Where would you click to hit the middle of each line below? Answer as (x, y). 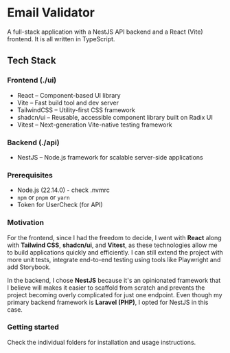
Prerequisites (30, 175)
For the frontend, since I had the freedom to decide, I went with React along (114, 237)
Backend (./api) (33, 142)
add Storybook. (29, 267)
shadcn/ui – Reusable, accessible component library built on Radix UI (115, 117)
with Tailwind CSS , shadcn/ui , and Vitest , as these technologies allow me (112, 245)
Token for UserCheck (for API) (60, 205)
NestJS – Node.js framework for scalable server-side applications (110, 157)
